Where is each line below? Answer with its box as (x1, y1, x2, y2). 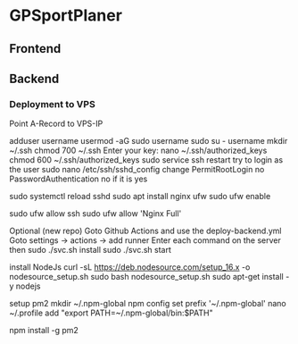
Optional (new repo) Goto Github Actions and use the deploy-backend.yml (9, 225, 282, 237)
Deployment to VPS (9, 97, 95, 110)
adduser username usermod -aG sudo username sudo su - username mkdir (9, 136, 288, 147)
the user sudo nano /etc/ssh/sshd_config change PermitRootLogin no (9, 164, 265, 175)
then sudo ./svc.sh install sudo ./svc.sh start (9, 245, 172, 256)
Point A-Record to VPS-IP (9, 118, 103, 130)
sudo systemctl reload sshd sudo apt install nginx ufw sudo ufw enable (9, 191, 271, 202)
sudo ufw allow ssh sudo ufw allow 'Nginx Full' (9, 208, 182, 219)
